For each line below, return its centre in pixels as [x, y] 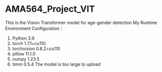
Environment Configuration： [34, 28]
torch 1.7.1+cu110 [29, 43]
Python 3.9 [23, 38]
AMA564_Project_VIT [50, 9]
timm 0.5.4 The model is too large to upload [56, 64]
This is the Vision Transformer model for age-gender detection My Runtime [81, 23]
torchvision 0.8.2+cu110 [36, 48]
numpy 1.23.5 [26, 59]
